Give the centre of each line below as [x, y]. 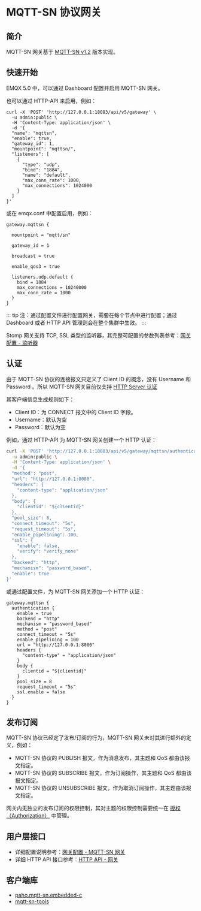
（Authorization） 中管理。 [39, 816]
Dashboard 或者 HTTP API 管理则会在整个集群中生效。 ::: [76, 322]
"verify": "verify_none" [48, 551]
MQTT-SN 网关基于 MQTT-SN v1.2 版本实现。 [62, 52]
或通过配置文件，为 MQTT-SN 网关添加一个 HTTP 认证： [76, 592]
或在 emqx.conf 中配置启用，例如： [50, 213]
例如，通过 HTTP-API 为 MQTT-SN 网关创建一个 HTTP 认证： [82, 440]
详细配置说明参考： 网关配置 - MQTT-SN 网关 [70, 852]
